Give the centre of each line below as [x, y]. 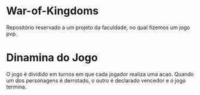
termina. [16, 87]
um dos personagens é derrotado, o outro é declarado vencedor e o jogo [96, 80]
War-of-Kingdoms [53, 11]
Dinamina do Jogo [52, 58]
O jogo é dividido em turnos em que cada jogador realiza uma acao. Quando [100, 74]
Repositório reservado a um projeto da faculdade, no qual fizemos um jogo [98, 27]
